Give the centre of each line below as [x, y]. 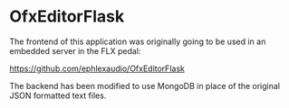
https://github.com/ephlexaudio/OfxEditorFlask [97, 68]
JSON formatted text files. [58, 95]
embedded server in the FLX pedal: [75, 50]
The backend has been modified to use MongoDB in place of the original [145, 85]
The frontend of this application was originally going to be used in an [138, 41]
